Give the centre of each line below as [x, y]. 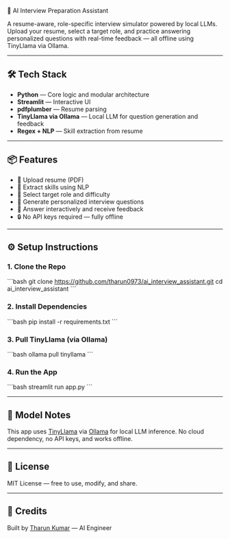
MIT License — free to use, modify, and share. [73, 483]
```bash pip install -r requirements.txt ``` [62, 322]
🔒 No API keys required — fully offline [70, 217]
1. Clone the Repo [37, 266]
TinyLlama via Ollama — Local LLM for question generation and [107, 116]
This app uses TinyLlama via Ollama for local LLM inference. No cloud [105, 431]
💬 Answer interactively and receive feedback [80, 208]
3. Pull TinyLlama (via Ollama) [57, 339]
